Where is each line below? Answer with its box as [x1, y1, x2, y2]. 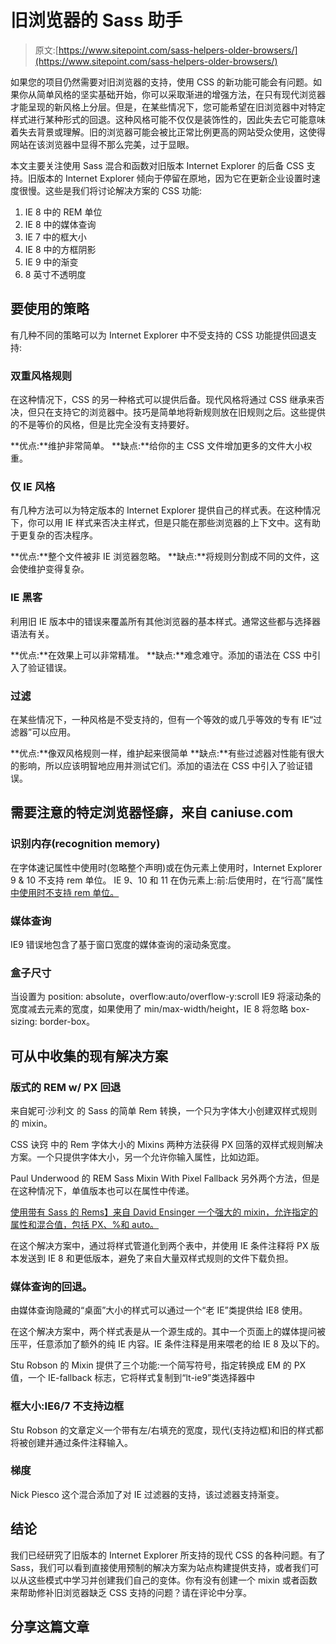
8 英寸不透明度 [24, 268, 87, 280]
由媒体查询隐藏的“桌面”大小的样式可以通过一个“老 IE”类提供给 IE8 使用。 [10, 1304, 308, 1316]
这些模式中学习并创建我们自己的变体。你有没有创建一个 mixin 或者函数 [27, 1574, 318, 1586]
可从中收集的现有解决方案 [10, 1047, 168, 1065]
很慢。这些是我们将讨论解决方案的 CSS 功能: [18, 184, 203, 196]
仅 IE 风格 [10, 479, 56, 493]
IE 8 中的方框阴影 [24, 243, 97, 255]
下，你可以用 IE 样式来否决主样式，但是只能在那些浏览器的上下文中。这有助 [10, 517, 322, 529]
